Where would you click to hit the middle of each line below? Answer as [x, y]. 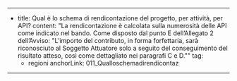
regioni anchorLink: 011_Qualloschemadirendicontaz [103, 63]
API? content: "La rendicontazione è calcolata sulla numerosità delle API [122, 26]
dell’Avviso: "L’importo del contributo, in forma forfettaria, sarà [108, 40]
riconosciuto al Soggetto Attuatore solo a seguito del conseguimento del [122, 48]
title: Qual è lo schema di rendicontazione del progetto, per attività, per [120, 18]
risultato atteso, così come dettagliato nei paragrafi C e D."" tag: [110, 56]
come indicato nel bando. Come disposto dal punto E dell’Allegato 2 [115, 33]
